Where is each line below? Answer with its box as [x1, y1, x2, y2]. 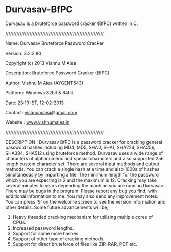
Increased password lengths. [12, 224, 74, 231]
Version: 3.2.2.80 [5, 50, 42, 56]
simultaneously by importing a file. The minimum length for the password [5, 171, 159, 178]
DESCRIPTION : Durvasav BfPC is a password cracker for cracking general [5, 139, 162, 145]
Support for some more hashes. [12, 230, 80, 236]
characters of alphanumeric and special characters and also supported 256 [5, 155, 164, 161]
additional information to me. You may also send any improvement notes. [5, 193, 159, 199]
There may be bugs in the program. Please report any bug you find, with [5, 188, 157, 194]
